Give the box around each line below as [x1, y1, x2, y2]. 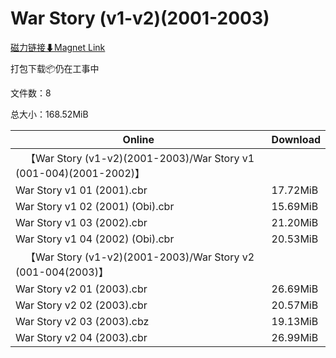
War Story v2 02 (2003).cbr [15, 298, 148, 312]
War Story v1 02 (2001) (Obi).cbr [15, 199, 175, 213]
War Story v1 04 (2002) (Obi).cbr [15, 232, 175, 246]
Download [271, 132, 321, 146]
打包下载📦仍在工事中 [10, 62, 100, 74]
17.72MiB [271, 183, 319, 197]
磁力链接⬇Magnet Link [10, 41, 106, 53]
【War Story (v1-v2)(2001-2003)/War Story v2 [25, 250, 255, 264]
